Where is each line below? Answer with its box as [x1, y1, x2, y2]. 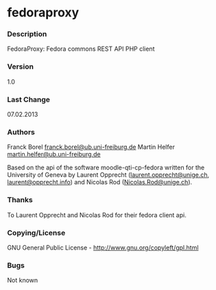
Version [7, 62, 34, 71]
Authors [7, 128, 36, 136]
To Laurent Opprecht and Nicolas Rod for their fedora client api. [7, 210, 187, 219]
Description [7, 29, 47, 39]
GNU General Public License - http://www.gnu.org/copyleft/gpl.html [7, 243, 199, 252]
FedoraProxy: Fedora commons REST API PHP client [7, 45, 155, 53]
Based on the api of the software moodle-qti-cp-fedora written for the [7, 163, 205, 172]
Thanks [7, 195, 33, 205]
